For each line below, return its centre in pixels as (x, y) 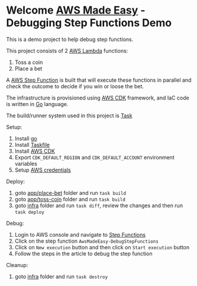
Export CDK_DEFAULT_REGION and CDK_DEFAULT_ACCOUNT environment (94, 157)
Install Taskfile (32, 144)
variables (26, 163)
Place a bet (28, 68)
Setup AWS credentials (43, 170)
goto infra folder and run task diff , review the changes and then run (99, 205)
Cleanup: (17, 265)
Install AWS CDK (35, 151)
